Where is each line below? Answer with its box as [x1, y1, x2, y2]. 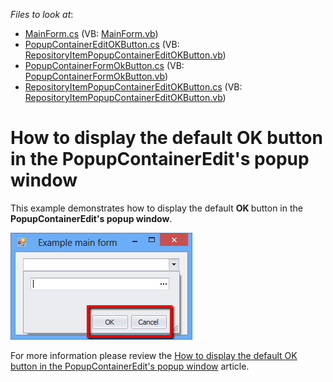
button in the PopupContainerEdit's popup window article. [10, 360, 250, 372]
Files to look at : [10, 9, 74, 20]
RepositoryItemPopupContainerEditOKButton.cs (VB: [24, 81, 243, 93]
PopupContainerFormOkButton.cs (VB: [24, 60, 185, 71]
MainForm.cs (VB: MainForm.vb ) [24, 28, 159, 39]
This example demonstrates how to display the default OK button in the [10, 202, 303, 214]
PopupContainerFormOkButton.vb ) [24, 70, 169, 82]
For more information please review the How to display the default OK [10, 349, 298, 361]
